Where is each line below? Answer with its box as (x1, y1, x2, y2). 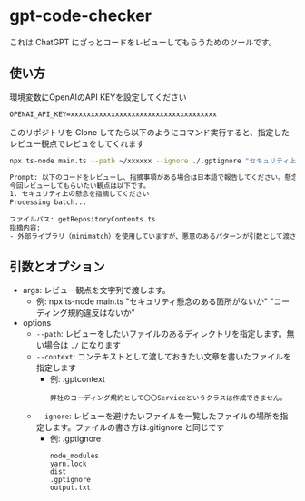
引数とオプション (9, 260, 105, 275)
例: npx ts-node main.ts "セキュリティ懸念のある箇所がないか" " (35, 296, 274, 307)
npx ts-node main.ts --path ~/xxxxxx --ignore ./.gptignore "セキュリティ (9, 156, 290, 165)
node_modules (49, 451, 100, 461)
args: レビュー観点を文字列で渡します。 (22, 285, 171, 296)
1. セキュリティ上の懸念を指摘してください (9, 190, 150, 199)
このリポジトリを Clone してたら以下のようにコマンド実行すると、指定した (9, 126, 290, 137)
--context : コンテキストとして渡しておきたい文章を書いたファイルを (35, 351, 292, 362)
